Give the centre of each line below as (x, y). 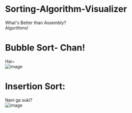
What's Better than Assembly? (36, 23)
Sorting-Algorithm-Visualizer (66, 9)
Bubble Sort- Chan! (45, 48)
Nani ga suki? (19, 100)
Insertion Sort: (35, 86)
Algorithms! (17, 28)
